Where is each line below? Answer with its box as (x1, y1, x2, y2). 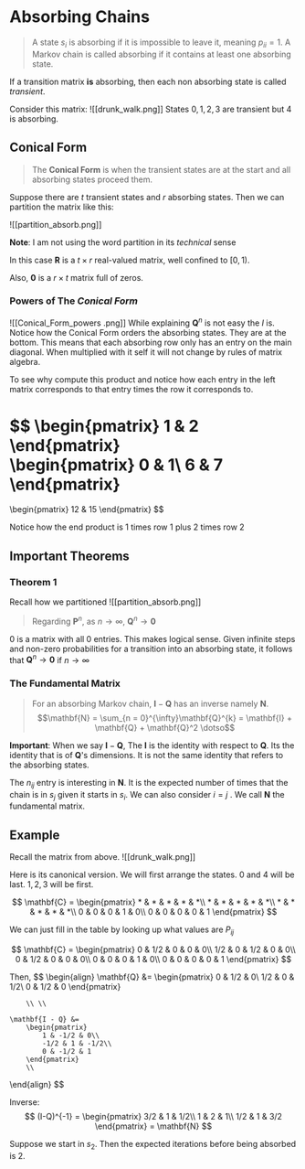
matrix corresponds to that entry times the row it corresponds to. (9, 383, 254, 394)
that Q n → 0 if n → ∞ (9, 652, 89, 665)
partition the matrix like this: (9, 201, 114, 212)
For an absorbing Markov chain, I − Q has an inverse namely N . (31, 698, 269, 709)
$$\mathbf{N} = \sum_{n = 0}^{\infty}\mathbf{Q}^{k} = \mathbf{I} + (37, 712, 292, 724)
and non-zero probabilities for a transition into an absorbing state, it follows (9, 643, 293, 654)
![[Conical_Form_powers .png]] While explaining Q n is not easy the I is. (9, 316, 276, 328)
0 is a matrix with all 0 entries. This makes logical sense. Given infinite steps (9, 633, 296, 644)
